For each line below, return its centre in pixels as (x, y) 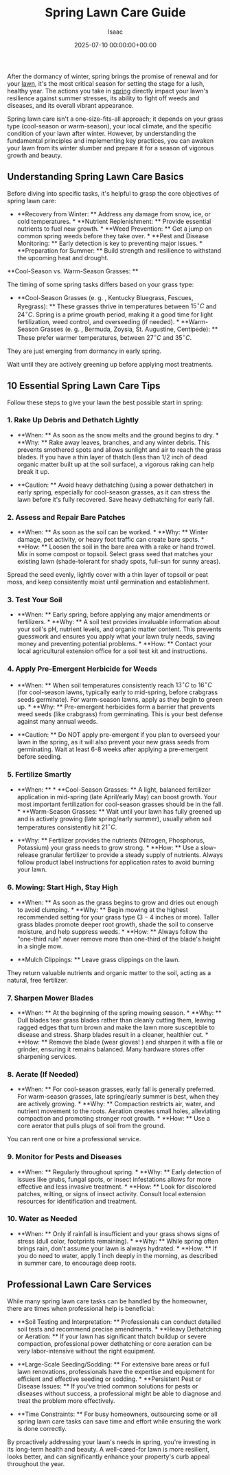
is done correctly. (42, 1428)
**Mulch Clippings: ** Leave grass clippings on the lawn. (99, 959)
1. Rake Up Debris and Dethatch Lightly (73, 420)
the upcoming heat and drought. (62, 258)
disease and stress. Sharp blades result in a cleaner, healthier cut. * (113, 1034)
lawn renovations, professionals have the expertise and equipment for (116, 1371)
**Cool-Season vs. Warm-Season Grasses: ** (73, 271)
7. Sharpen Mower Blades (50, 998)
